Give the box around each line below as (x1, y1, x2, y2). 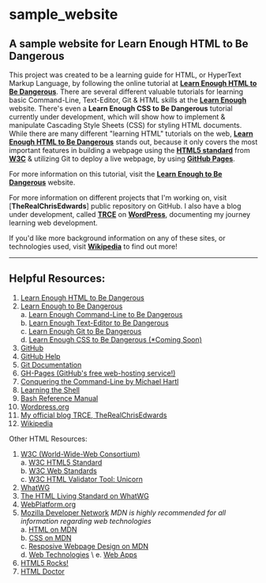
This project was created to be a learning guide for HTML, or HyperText (9, 70, 242, 80)
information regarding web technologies (20, 516, 152, 525)
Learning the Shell (20, 385, 80, 394)
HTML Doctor (20, 566, 66, 576)
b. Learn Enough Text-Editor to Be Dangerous (20, 318, 169, 327)
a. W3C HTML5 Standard (20, 458, 103, 467)
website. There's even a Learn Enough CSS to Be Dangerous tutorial (9, 104, 233, 113)
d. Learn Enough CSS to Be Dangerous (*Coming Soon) (20, 334, 202, 344)
